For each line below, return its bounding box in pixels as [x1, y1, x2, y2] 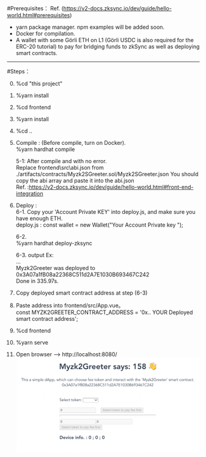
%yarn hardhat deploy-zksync [15, 239, 92, 247]
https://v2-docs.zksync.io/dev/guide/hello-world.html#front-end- [29, 183, 194, 191]
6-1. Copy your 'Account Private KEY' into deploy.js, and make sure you [15, 208, 196, 215]
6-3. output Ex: [15, 252, 54, 258]
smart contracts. [15, 49, 57, 56]
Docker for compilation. [15, 30, 75, 37]
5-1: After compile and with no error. [15, 158, 107, 164]
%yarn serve [15, 339, 48, 346]
